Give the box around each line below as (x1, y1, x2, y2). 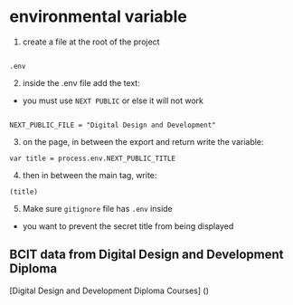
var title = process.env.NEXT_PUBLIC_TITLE (9, 154, 176, 163)
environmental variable (9, 6, 187, 27)
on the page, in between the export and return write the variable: (22, 136, 264, 147)
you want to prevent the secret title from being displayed (22, 220, 234, 232)
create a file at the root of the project (22, 36, 160, 47)
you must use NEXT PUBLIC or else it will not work (22, 95, 203, 106)
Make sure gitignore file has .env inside (22, 203, 174, 214)
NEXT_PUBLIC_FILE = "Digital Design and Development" (9, 120, 217, 129)
